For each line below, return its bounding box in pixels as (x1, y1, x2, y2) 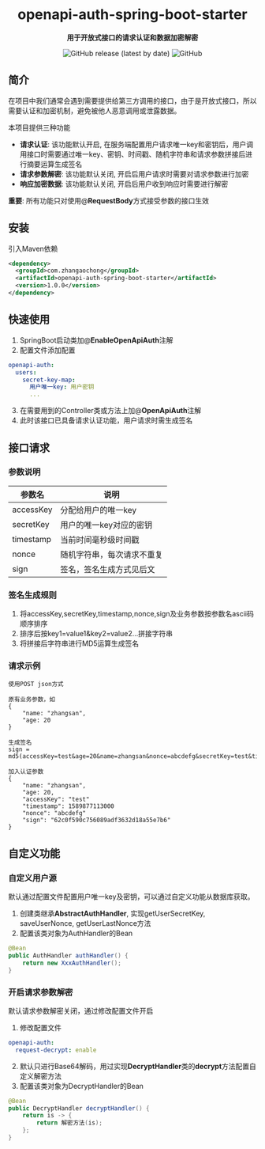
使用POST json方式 (8, 681, 64, 688)
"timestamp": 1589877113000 (22, 802, 114, 810)
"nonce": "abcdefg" (22, 810, 87, 817)
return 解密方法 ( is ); (36, 1119, 103, 1127)
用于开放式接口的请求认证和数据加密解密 (66, 32, 199, 42)
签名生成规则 (8, 590, 58, 601)
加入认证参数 (8, 768, 44, 776)
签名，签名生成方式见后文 (60, 563, 155, 574)
